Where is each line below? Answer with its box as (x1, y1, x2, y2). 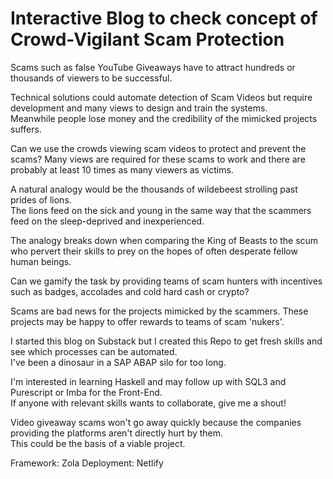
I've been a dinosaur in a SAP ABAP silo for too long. (10, 356, 227, 368)
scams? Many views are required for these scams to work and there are (10, 153, 306, 165)
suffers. (10, 123, 42, 135)
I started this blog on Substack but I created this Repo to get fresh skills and (10, 335, 323, 347)
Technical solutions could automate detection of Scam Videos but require (10, 91, 313, 103)
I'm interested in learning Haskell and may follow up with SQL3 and (10, 375, 287, 387)
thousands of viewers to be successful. (10, 72, 173, 84)
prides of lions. (10, 193, 72, 206)
